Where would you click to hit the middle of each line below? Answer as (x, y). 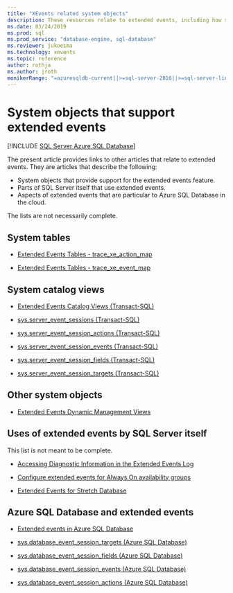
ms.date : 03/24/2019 (37, 26)
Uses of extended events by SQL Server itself (107, 434)
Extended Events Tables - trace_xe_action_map (85, 254)
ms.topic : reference (37, 59)
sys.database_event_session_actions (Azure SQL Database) (103, 583)
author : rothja (29, 65)
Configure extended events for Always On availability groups (104, 477)
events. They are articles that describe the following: (82, 167)
